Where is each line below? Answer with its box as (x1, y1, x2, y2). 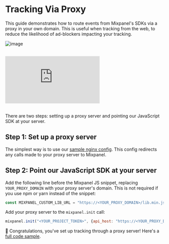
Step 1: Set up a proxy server (5, 133, 97, 142)
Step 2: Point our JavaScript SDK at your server (5, 166, 157, 175)
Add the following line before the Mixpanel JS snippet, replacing (5, 179, 138, 186)
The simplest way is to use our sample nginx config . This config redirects (5, 146, 157, 152)
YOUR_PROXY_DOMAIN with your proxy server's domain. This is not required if (5, 185, 158, 191)
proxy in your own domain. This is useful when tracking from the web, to (5, 25, 155, 31)
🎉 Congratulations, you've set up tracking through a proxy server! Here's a (5, 228, 159, 234)
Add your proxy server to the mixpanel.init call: (5, 209, 105, 215)
